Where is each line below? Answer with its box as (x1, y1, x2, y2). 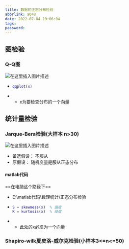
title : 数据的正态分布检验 (5, 7, 54, 12)
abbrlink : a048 (5, 12, 36, 17)
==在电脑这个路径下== (5, 183, 52, 189)
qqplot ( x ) (12, 84, 33, 89)
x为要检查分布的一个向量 (19, 99, 70, 105)
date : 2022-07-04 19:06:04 (5, 16, 60, 21)
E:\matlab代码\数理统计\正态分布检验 (12, 194, 86, 200)
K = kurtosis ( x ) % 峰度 (12, 209, 62, 214)
